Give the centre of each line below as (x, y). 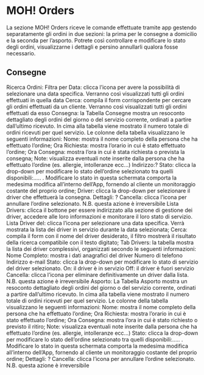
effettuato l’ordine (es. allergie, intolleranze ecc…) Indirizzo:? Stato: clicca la (101, 164)
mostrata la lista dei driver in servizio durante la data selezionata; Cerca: (97, 230)
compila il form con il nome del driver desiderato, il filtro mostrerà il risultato (101, 236)
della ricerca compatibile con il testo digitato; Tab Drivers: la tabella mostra (100, 242)
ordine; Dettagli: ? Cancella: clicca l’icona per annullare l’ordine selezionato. (101, 359)
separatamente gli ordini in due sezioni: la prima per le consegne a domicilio (102, 33)
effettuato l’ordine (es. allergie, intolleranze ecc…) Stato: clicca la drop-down (102, 333)
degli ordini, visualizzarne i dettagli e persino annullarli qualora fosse (92, 47)
